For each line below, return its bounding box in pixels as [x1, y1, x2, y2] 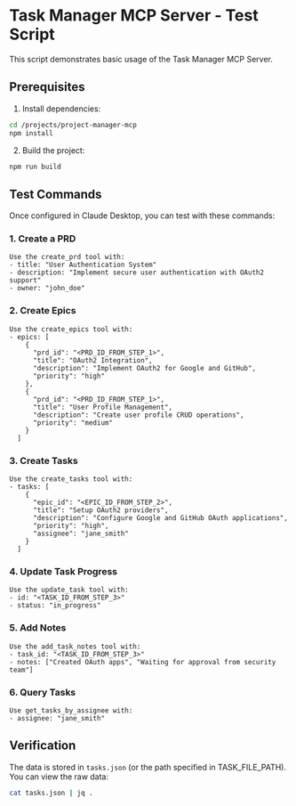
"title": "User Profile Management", [32, 403, 173, 411]
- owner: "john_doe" [9, 284, 86, 293]
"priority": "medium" [32, 418, 114, 427]
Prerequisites [9, 79, 85, 94]
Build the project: [21, 144, 85, 156]
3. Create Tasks [9, 454, 78, 467]
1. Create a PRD [9, 232, 76, 245]
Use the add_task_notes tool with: [9, 642, 141, 651]
